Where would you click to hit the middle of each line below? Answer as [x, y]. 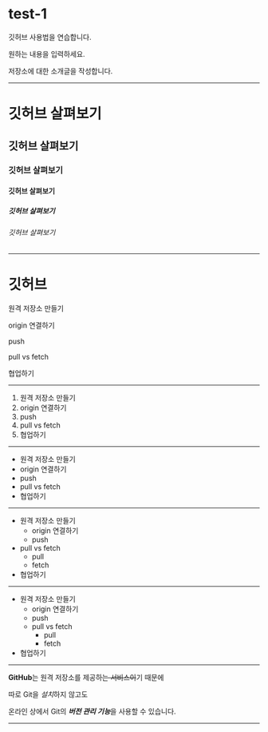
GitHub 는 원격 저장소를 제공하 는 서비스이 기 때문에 [86, 677]
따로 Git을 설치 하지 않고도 [48, 694]
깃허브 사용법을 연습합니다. [50, 37]
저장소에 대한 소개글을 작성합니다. [61, 71]
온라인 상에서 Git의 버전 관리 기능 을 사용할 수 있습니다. [93, 711]
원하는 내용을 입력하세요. [47, 54]
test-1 [28, 14]
